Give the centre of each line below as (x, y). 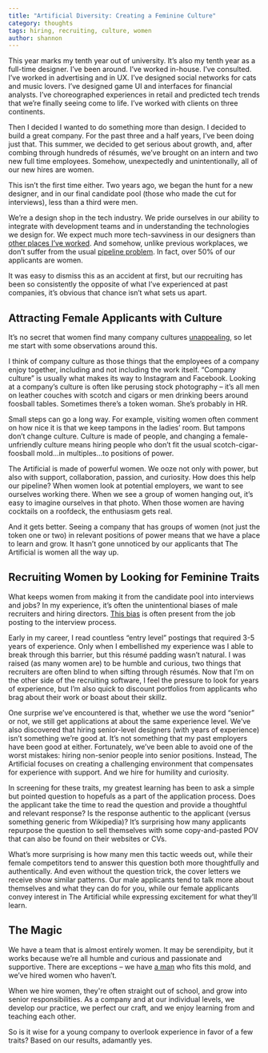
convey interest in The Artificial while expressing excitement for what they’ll (133, 896)
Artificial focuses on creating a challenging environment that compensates (131, 763)
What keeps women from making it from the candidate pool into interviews (131, 596)
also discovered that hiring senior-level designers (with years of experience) (134, 730)
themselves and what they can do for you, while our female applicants (124, 888)
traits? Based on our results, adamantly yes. (80, 1040)
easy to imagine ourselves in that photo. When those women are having (126, 503)
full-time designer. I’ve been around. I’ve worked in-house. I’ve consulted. (130, 70)
